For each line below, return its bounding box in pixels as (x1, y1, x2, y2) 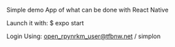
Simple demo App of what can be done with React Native (6, 6, 169, 14)
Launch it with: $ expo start (6, 19, 84, 27)
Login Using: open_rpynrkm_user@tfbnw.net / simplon (6, 32, 161, 40)
